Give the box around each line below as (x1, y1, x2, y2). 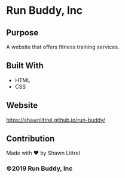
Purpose (6, 28, 39, 38)
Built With (6, 61, 44, 71)
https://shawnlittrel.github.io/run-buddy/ (6, 116, 106, 123)
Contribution (6, 134, 55, 144)
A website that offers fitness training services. (6, 43, 120, 50)
